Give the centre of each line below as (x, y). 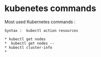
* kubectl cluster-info (29, 47)
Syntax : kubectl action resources (41, 30)
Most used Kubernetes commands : (40, 22)
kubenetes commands (50, 8)
